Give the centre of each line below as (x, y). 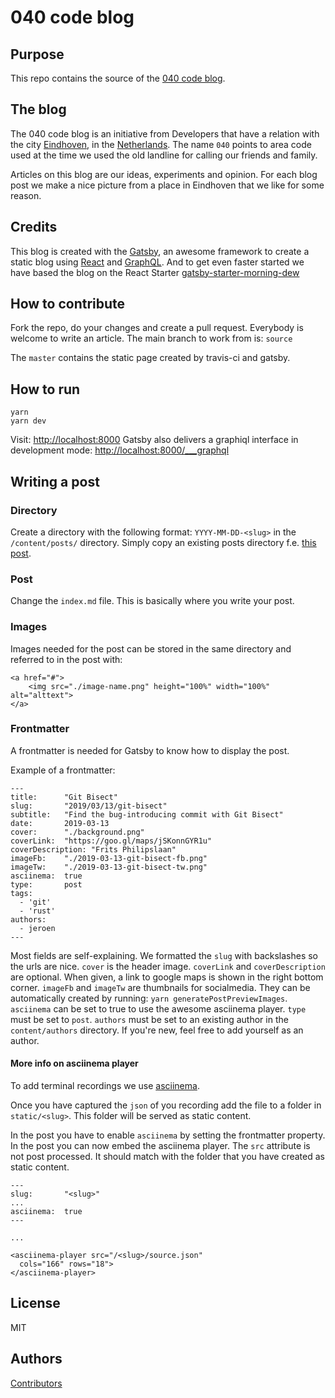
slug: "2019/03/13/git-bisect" (89, 806)
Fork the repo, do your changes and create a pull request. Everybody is (157, 328)
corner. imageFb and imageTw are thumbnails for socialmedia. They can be (160, 987)
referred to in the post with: (66, 659)
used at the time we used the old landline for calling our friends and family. (164, 155)
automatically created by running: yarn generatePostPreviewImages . (149, 998)
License (35, 1303)
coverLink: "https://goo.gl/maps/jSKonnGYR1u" (111, 841)
